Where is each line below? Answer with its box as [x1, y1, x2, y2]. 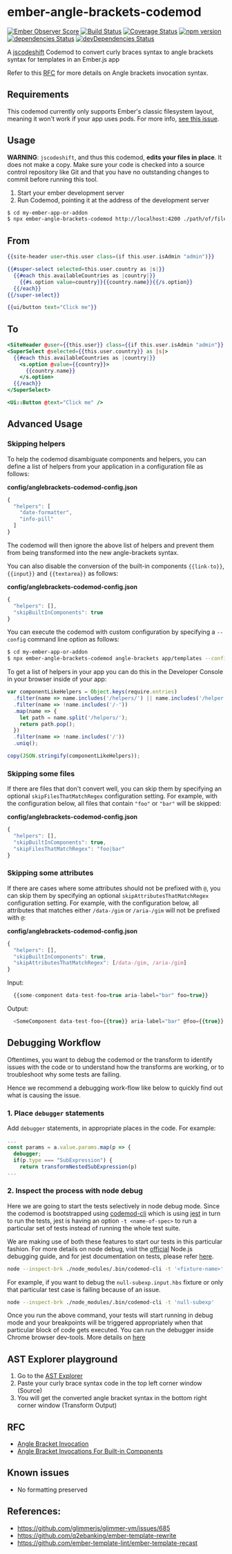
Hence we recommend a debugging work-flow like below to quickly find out [7, 1084, 223, 1092]
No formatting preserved [17, 1485, 88, 1494]
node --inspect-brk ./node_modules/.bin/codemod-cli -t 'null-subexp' [7, 1298, 215, 1306]
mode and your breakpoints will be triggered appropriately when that [7, 1318, 203, 1327]
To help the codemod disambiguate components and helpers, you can [7, 454, 206, 463]
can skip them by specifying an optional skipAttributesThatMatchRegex [7, 891, 209, 899]
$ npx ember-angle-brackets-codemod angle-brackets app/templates [7, 655, 202, 662]
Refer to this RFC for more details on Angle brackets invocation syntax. [7, 69, 209, 77]
